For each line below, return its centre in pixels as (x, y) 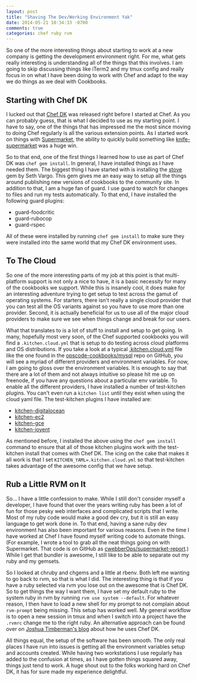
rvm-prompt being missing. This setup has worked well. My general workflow (98, 610)
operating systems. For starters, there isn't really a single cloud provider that (99, 300)
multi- (172, 275)
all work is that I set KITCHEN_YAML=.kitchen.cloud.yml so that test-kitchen (95, 459)
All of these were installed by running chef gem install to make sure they (95, 236)
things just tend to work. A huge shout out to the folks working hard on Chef (98, 665)
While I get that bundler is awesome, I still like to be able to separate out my (98, 555)
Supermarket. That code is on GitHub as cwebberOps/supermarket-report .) (98, 548)
